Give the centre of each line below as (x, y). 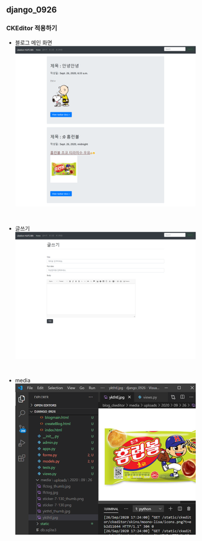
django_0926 (32, 10)
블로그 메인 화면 (33, 42)
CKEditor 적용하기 (32, 28)
